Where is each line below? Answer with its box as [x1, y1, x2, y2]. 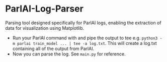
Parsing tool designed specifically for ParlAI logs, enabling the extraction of [5, 20, 162, 26]
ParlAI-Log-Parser [5, 3, 84, 15]
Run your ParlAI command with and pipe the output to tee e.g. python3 [12, 35, 158, 41]
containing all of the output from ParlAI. [12, 45, 95, 51]
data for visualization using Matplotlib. [5, 25, 85, 31]
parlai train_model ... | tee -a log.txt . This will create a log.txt [17, 40, 157, 46]
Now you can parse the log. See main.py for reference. [12, 51, 126, 57]
